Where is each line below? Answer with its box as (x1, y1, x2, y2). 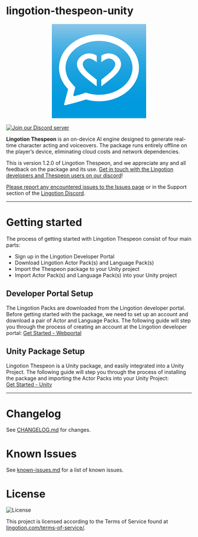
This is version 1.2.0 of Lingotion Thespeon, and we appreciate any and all (6, 159, 186, 166)
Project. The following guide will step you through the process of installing (6, 368, 187, 375)
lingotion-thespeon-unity (6, 4, 134, 18)
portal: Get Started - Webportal (6, 329, 82, 336)
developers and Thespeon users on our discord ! (6, 172, 123, 179)
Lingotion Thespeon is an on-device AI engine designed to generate (6, 135, 173, 142)
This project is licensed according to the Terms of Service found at (6, 518, 169, 525)
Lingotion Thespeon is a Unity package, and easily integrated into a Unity (6, 362, 184, 369)
